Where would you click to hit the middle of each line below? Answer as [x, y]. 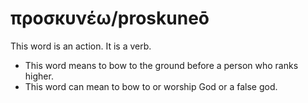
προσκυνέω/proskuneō [110, 18]
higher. [39, 76]
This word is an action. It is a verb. [81, 46]
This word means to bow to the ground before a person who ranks [161, 65]
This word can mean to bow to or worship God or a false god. [151, 86]
